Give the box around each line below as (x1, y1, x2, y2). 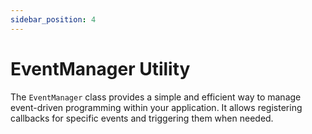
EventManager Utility (10, 57, 191, 80)
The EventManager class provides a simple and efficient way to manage (10, 91, 302, 103)
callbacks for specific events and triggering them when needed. (10, 112, 274, 124)
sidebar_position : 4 (10, 14, 97, 25)
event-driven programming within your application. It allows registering (10, 101, 303, 113)
